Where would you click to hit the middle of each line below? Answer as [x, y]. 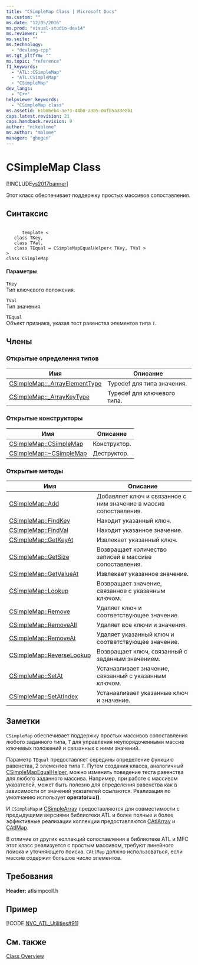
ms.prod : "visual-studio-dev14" [46, 28]
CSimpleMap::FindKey [40, 520]
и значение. [113, 700]
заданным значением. [128, 659]
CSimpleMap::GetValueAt [44, 574]
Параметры [22, 271]
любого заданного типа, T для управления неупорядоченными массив [95, 741]
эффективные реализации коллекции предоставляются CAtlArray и [91, 821]
